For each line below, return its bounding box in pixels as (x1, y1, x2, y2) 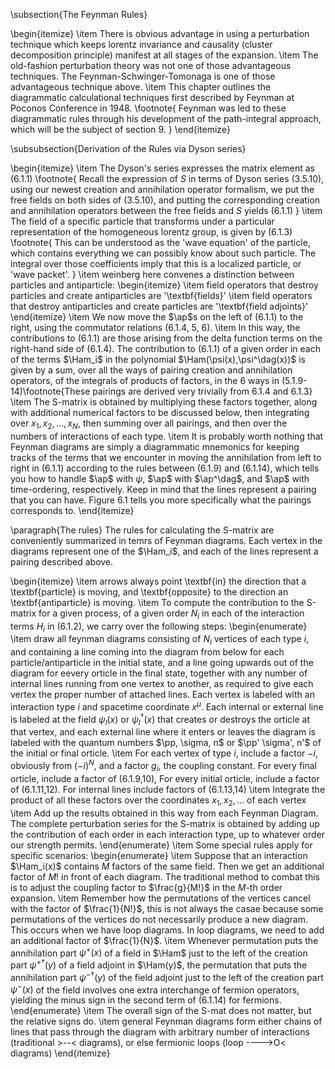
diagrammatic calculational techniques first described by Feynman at (10, 92, 295, 103)
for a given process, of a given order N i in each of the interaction (38, 607, 305, 621)
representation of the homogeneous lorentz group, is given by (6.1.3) (10, 226, 293, 238)
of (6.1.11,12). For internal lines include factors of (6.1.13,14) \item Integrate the (10, 783, 326, 795)
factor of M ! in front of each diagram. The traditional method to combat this (10, 870, 320, 883)
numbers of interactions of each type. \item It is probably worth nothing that (10, 430, 324, 442)
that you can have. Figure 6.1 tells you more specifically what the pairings (10, 494, 312, 506)
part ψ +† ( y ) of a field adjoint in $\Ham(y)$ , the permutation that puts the (10, 957, 308, 971)
